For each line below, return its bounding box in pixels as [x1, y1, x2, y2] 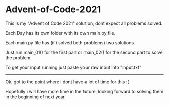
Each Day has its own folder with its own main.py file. [5, 30, 116, 36]
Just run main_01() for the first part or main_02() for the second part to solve [5, 49, 163, 55]
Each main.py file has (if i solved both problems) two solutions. [5, 39, 135, 46]
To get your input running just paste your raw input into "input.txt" [5, 64, 142, 70]
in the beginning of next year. [5, 94, 66, 100]
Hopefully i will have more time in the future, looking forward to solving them [5, 88, 164, 94]
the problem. [5, 54, 32, 61]
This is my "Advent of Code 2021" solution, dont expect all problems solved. [5, 20, 163, 26]
